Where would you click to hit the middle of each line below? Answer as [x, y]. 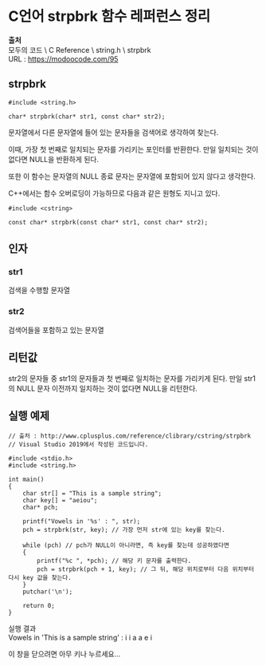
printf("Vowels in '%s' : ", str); [82, 521]
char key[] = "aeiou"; [60, 501]
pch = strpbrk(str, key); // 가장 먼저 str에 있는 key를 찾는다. [124, 530]
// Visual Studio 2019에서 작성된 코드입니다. [78, 445]
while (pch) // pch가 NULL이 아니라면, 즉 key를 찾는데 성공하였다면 [126, 545]
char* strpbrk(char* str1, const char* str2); [87, 117]
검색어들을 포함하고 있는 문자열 [57, 330]
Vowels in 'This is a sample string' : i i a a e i [80, 638]
